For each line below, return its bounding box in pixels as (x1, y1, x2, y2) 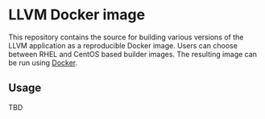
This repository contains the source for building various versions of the (8, 32, 244, 42)
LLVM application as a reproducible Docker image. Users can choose (8, 40, 238, 50)
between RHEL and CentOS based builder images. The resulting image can (8, 49, 258, 59)
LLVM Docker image (8, 6, 146, 24)
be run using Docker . (8, 58, 78, 68)
